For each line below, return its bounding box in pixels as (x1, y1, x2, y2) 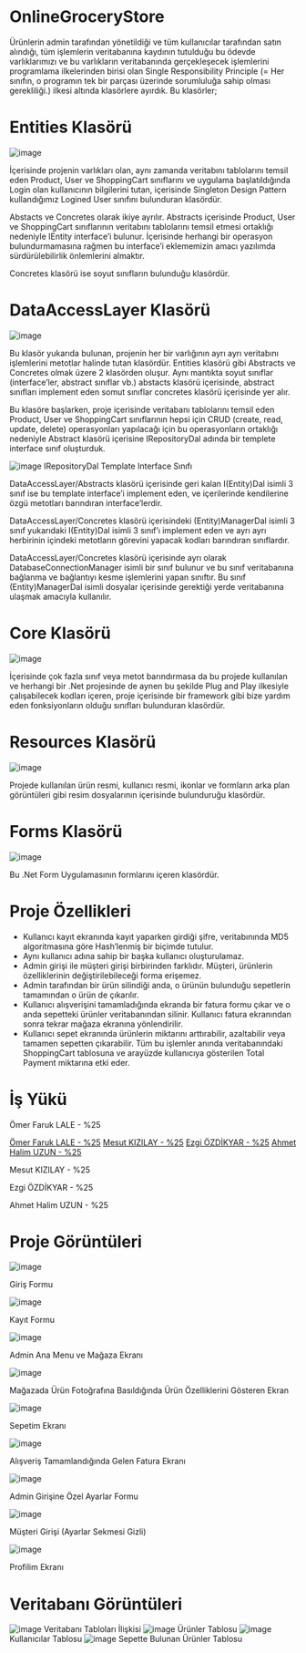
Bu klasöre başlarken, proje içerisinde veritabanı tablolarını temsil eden (9, 404, 275, 415)
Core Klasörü (9, 623, 111, 644)
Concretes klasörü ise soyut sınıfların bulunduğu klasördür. (9, 267, 230, 279)
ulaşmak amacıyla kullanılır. (9, 591, 112, 602)
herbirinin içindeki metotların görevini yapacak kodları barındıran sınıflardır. (9, 534, 290, 545)
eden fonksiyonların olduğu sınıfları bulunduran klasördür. (9, 699, 226, 710)
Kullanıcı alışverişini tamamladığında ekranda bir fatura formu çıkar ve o (22, 998, 291, 1009)
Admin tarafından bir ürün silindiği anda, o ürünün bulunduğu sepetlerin (22, 979, 291, 990)
